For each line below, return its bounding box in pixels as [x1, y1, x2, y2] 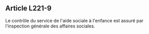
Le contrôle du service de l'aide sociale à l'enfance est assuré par [5, 17, 144, 23]
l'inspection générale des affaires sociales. [5, 23, 95, 29]
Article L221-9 [5, 4, 52, 13]
